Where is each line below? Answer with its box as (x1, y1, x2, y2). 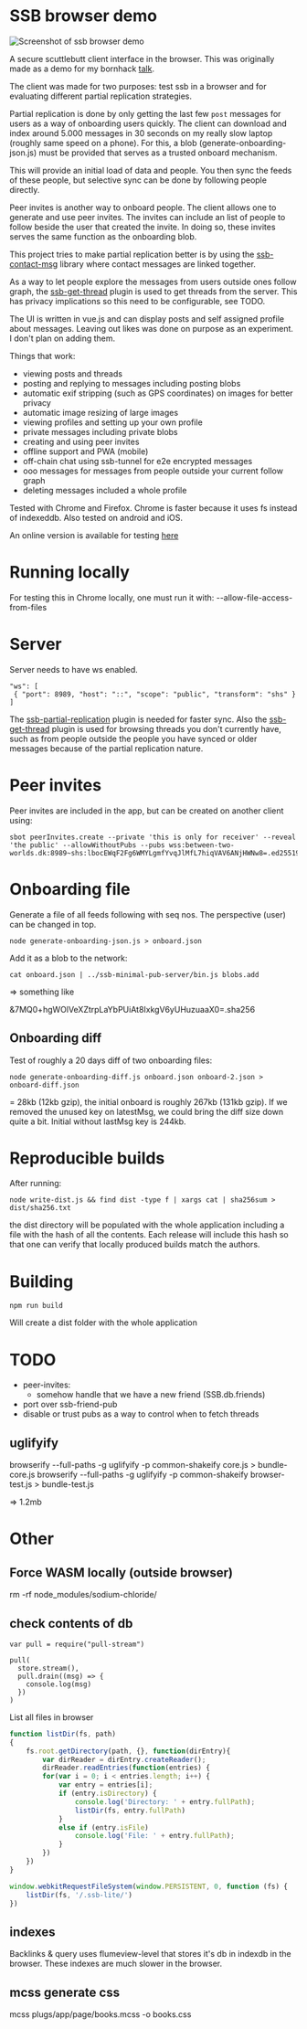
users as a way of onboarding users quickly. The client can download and (9, 118, 288, 129)
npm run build (9, 1301, 64, 1311)
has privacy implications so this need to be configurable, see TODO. (9, 295, 266, 306)
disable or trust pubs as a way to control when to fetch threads (22, 1408, 259, 1419)
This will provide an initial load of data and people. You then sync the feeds (9, 165, 292, 175)
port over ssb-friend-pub (22, 1399, 118, 1410)
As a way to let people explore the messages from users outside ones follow (9, 276, 297, 287)
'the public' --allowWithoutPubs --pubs (9, 840, 166, 850)
